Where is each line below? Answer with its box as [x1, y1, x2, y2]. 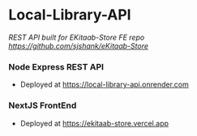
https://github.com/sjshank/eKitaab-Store [8, 40, 148, 50]
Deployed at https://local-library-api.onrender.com [19, 79, 189, 90]
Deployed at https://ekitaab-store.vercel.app [19, 118, 169, 128]
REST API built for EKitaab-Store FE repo [8, 32, 145, 42]
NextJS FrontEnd [8, 100, 77, 111]
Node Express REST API [8, 61, 104, 72]
